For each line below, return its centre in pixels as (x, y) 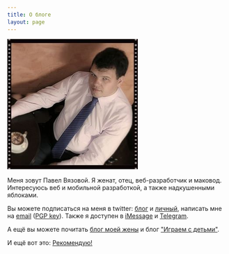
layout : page (26, 22)
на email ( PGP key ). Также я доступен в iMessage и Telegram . (98, 216)
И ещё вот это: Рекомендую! (50, 242)
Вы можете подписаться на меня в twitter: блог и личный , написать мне (115, 208)
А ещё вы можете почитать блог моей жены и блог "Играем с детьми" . (113, 229)
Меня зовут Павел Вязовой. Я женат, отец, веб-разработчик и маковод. (114, 180)
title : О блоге (29, 15)
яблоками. (23, 195)
